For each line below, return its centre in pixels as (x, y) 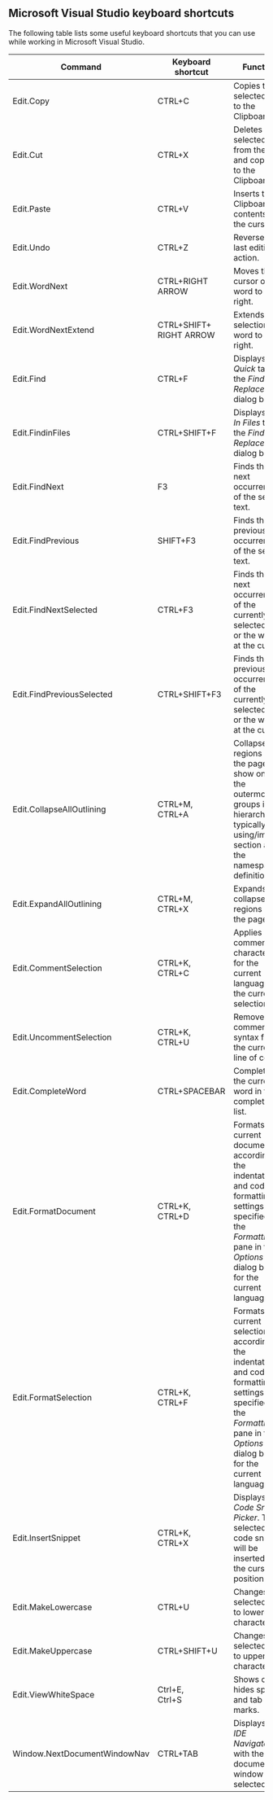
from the (249, 150)
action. (246, 257)
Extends (249, 314)
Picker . (246, 1518)
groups (247, 804)
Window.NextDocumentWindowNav (81, 1754)
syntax (246, 1037)
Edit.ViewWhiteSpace (54, 1694)
